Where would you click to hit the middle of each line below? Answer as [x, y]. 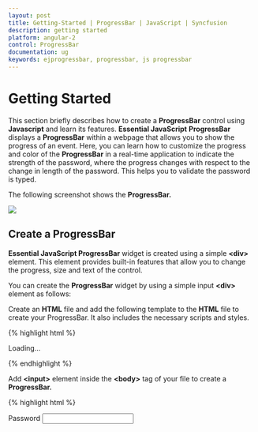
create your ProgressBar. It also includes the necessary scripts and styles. [129, 317]
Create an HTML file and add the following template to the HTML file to [123, 309]
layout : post [30, 15]
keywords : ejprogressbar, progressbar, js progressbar [100, 60]
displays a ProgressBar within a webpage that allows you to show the [122, 137]
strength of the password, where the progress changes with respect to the [129, 162]
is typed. [22, 179]
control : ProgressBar [44, 45]
